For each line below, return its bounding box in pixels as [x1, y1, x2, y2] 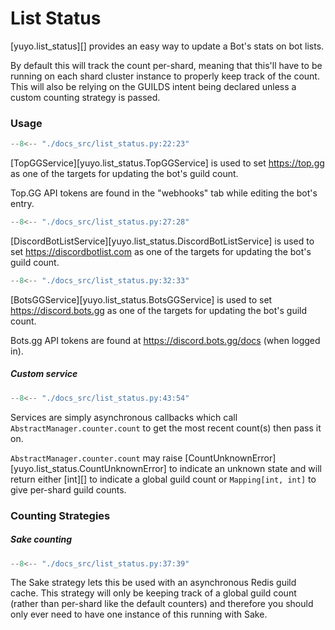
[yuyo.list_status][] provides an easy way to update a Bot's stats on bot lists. [10, 40, 325, 52]
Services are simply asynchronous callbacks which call [10, 411, 238, 423]
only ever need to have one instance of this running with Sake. [10, 608, 268, 621]
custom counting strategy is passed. [10, 91, 161, 103]
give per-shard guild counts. [10, 483, 127, 496]
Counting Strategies [10, 508, 111, 522]
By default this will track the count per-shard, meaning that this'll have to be [10, 59, 323, 71]
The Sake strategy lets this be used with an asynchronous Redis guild [10, 577, 297, 589]
